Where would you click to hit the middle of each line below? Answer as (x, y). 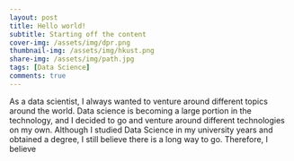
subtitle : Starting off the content (78, 34)
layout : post (34, 17)
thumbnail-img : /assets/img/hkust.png (82, 51)
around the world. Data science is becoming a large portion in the (130, 110)
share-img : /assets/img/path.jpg (72, 59)
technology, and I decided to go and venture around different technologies (147, 120)
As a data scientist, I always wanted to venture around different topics (138, 101)
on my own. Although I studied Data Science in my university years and (141, 130)
